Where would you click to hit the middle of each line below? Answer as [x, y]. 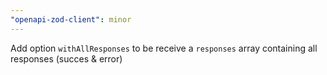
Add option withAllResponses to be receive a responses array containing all [164, 48]
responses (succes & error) [66, 58]
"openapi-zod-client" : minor [71, 19]
